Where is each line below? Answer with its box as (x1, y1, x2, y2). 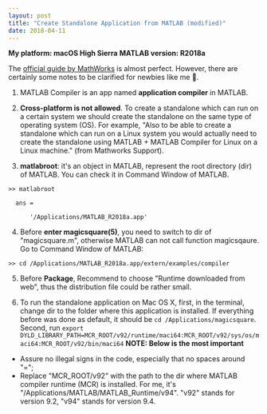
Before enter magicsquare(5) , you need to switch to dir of (19, 227, 212, 237)
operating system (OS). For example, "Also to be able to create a (19, 121, 232, 130)
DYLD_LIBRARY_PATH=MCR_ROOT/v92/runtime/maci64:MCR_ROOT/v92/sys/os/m (19, 332, 260, 340)
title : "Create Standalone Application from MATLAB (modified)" (8, 19, 226, 27)
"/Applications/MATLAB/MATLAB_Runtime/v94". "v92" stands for (19, 388, 235, 398)
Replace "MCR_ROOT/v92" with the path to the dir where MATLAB (19, 371, 238, 380)
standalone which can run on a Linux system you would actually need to (19, 129, 257, 138)
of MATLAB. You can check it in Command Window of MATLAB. (19, 169, 230, 180)
